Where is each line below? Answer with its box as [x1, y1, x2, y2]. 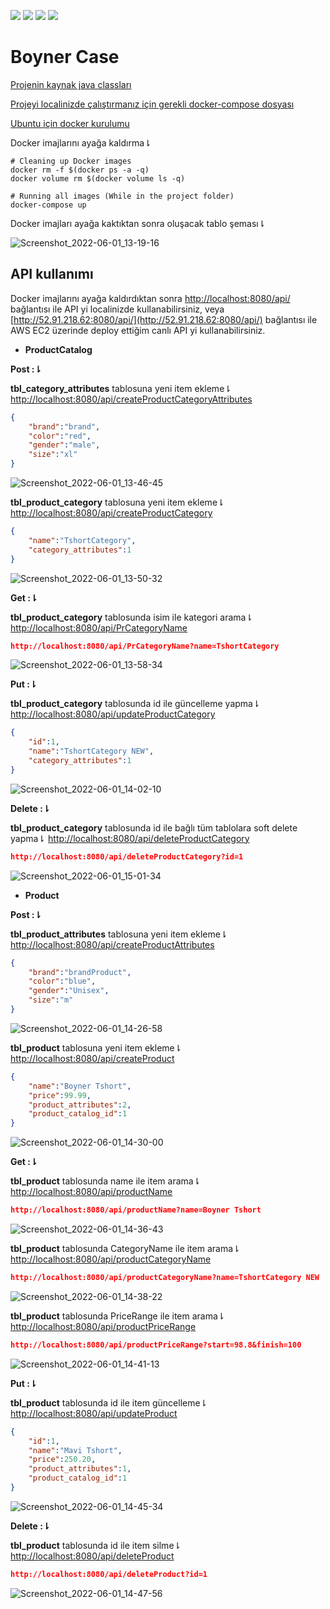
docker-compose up [10, 200, 87, 210]
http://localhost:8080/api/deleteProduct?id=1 [10, 1569, 208, 1579]
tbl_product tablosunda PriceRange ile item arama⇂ [10, 1310, 226, 1322]
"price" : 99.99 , [28, 1090, 92, 1100]
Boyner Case [10, 46, 120, 69]
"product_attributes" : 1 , [28, 1464, 132, 1474]
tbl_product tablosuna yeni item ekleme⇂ [10, 1041, 183, 1054]
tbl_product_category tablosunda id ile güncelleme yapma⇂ [10, 698, 261, 710]
